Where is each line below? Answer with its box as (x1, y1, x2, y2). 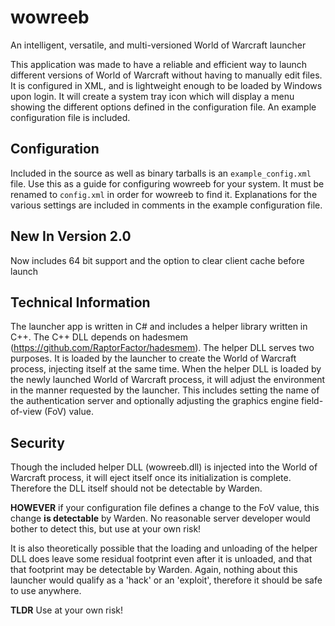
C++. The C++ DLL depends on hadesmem (10, 331, 188, 343)
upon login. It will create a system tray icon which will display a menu (10, 90, 295, 102)
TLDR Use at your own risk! (10, 604, 123, 616)
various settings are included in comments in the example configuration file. (10, 199, 323, 211)
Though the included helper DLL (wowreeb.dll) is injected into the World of (10, 461, 318, 473)
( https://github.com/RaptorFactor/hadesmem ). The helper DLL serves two (10, 342, 315, 354)
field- (300, 395, 324, 407)
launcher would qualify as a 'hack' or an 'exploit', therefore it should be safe (10, 574, 323, 586)
